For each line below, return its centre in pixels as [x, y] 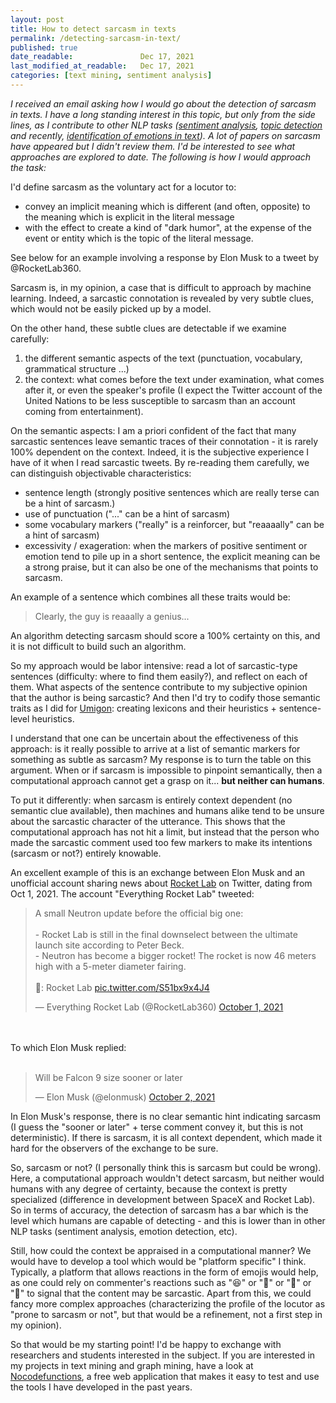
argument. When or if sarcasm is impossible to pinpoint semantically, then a [166, 770]
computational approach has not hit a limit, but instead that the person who [165, 832]
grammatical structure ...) [77, 368]
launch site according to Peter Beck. [109, 945]
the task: [28, 167]
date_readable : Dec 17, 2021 [102, 57]
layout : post [37, 19]
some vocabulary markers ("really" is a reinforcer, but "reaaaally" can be [174, 524]
